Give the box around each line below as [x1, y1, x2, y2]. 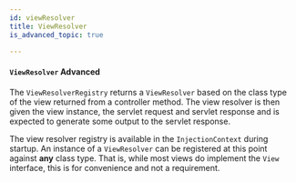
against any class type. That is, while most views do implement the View [9, 152, 280, 164]
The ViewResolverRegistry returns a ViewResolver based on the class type [9, 86, 287, 97]
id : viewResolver [9, 13, 76, 23]
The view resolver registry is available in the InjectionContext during [9, 133, 269, 144]
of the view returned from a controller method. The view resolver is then [9, 96, 281, 107]
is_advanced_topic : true [9, 30, 104, 39]
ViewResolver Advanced [9, 66, 100, 77]
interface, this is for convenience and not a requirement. [9, 162, 220, 173]
